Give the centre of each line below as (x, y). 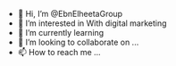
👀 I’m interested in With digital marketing (92, 23)
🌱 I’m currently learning (61, 33)
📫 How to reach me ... (59, 52)
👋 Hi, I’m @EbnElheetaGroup (70, 14)
